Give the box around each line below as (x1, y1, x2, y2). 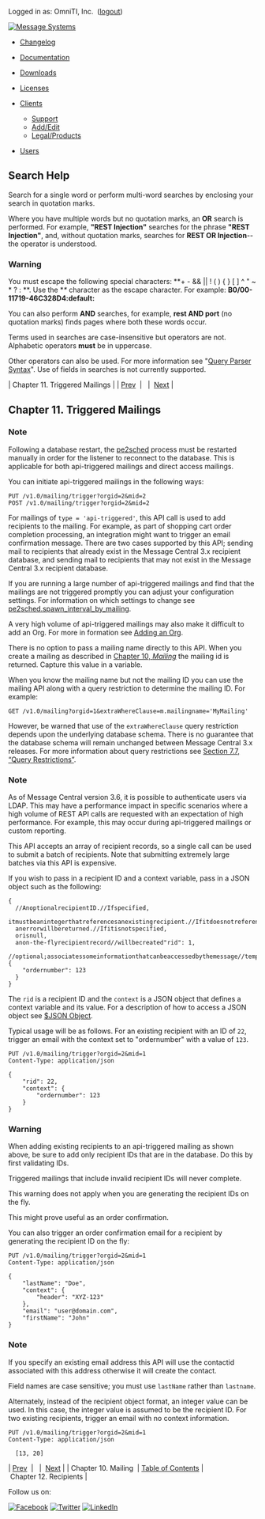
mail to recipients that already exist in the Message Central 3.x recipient (8, 546, 241, 556)
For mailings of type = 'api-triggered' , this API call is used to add (8, 513, 226, 522)
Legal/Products (31, 131, 81, 140)
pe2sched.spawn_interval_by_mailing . (8, 604, 132, 613)
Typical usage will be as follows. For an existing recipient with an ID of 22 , (8, 1026, 247, 1036)
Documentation (19, 53, 70, 62)
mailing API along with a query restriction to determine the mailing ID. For (8, 684, 246, 693)
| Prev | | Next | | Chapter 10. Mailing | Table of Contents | (8, 1463, 203, 1472)
